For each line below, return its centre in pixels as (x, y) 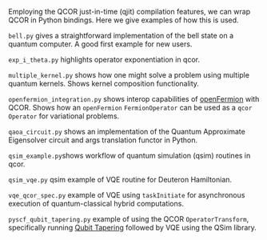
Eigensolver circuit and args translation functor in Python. (103, 140)
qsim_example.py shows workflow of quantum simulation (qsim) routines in (130, 156)
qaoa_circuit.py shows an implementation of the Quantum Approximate (127, 132)
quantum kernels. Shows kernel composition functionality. (104, 84)
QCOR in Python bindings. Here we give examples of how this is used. (124, 20)
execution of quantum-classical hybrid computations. (96, 204)
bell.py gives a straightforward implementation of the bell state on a (121, 36)
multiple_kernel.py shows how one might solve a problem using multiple (129, 75)
